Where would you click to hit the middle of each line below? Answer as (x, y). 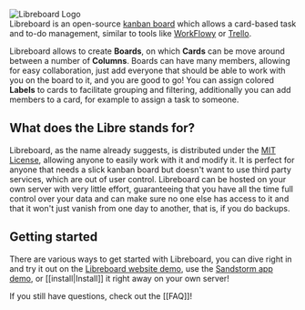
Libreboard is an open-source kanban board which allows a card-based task (153, 24)
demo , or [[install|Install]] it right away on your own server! (119, 278)
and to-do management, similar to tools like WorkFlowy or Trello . (131, 33)
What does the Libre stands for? (102, 128)
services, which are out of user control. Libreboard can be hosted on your (148, 179)
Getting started (54, 237)
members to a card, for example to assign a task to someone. (124, 99)
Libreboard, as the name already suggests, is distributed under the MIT (142, 150)
